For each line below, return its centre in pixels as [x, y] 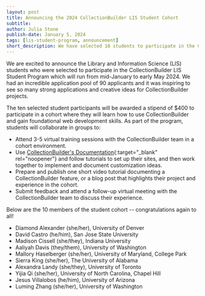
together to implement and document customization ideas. [89, 165]
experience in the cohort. [47, 185]
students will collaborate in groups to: [53, 127]
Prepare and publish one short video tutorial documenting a [90, 171]
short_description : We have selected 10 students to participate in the [101, 46]
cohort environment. [41, 146]
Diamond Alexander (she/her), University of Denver [80, 228]
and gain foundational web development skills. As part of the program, [95, 120]
